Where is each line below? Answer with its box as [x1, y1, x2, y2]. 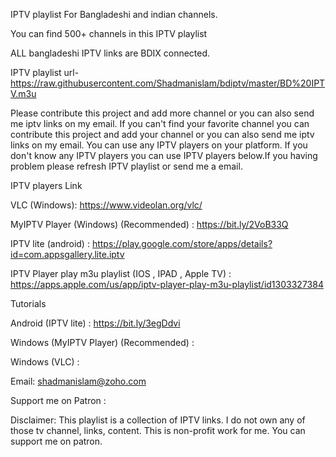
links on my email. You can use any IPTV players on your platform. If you [10, 139, 308, 151]
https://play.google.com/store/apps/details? [91, 238, 273, 249]
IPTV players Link [10, 180, 83, 191]
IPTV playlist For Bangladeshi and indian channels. [10, 9, 218, 20]
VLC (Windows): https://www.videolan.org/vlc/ [10, 199, 203, 211]
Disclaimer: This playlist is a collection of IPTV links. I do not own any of [10, 414, 306, 426]
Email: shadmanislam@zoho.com [10, 375, 147, 387]
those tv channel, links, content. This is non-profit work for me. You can [10, 425, 306, 436]
